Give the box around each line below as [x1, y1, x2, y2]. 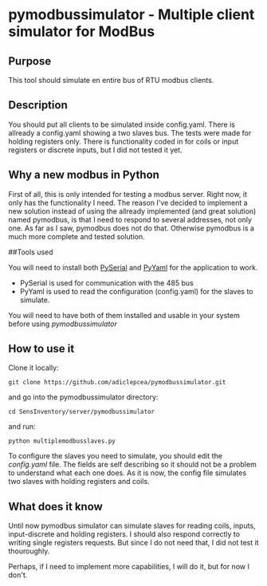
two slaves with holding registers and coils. [8, 477, 150, 486]
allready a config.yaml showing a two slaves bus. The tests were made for [8, 128, 252, 137]
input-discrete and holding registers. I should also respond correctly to [8, 529, 241, 539]
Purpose [8, 54, 52, 68]
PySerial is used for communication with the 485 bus [19, 277, 194, 288]
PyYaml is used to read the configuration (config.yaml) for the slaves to [19, 286, 253, 296]
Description [8, 98, 68, 112]
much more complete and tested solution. [8, 231, 145, 241]
